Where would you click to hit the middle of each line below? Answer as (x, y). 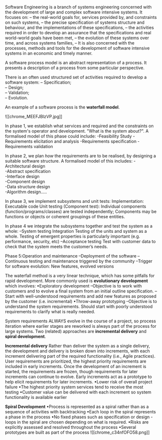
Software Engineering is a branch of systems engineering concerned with (78, 7)
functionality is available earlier (36, 397)
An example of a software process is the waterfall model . (62, 107)
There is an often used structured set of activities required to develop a (76, 77)
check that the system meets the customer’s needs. (56, 247)
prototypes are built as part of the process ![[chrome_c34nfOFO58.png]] (77, 432)
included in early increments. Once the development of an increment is (76, 366)
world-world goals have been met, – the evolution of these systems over (77, 38)
